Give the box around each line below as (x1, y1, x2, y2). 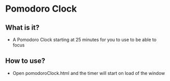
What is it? (5, 23, 40, 32)
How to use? (5, 57, 46, 65)
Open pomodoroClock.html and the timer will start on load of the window (12, 70, 165, 76)
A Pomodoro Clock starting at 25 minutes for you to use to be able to (12, 36, 157, 43)
